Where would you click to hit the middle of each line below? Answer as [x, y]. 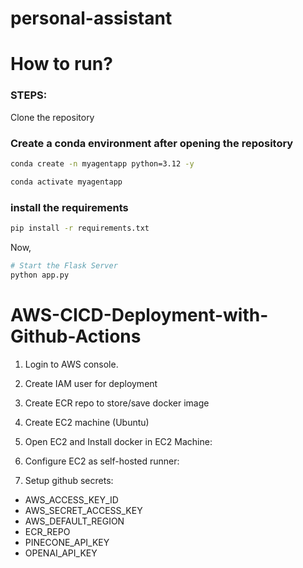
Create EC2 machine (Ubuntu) [87, 422]
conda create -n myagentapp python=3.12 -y [102, 163]
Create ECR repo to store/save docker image [117, 403]
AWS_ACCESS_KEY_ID [71, 499]
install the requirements [69, 207]
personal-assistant [91, 18]
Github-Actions [76, 336]
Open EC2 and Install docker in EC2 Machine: [118, 441]
